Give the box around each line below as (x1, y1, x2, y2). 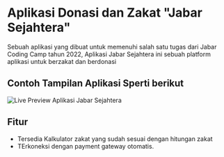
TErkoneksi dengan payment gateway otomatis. (17, 142, 154, 150)
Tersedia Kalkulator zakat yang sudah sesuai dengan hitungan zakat (17, 134, 214, 143)
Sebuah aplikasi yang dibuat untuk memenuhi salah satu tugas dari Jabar (7, 42, 217, 51)
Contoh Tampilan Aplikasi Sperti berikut (7, 78, 184, 90)
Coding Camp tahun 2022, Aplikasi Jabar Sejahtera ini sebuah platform (7, 50, 211, 58)
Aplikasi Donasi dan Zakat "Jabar (7, 5, 203, 21)
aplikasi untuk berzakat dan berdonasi (7, 57, 117, 65)
